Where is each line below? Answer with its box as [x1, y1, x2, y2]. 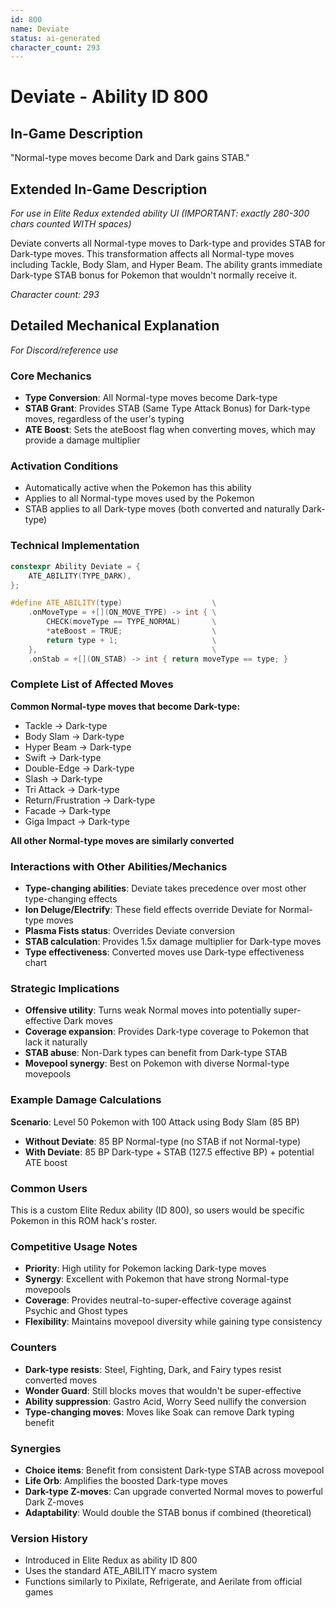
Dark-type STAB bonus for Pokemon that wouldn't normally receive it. [10, 269, 298, 281]
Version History [10, 1531, 88, 1545]
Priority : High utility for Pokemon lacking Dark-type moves [24, 1262, 267, 1275]
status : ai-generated [10, 33, 101, 43]
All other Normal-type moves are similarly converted [10, 834, 235, 846]
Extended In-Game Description [10, 181, 208, 198]
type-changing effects [24, 893, 118, 905]
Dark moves [63, 1015, 113, 1027]
